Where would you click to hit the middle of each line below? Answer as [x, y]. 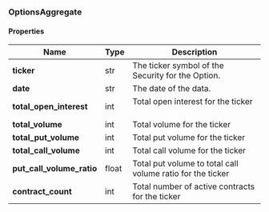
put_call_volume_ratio [55, 169]
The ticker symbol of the [178, 66]
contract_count [42, 192]
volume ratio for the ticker [181, 174]
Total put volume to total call [185, 164]
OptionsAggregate [45, 12]
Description [195, 52]
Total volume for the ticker [181, 125]
